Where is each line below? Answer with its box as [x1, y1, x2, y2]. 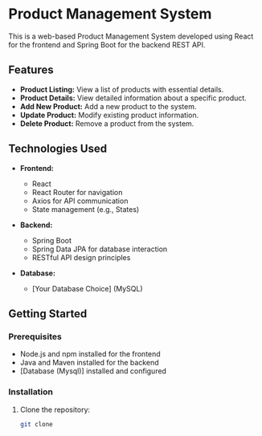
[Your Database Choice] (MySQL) [31, 283, 143, 293]
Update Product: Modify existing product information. [19, 110, 199, 120]
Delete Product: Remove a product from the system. [19, 118, 194, 128]
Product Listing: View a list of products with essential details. [19, 84, 224, 94]
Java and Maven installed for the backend [19, 358, 159, 368]
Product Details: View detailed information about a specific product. [19, 93, 247, 103]
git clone [19, 420, 54, 428]
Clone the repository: [19, 405, 91, 414]
